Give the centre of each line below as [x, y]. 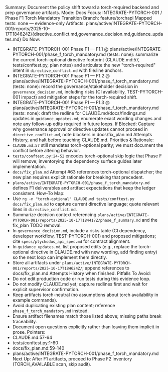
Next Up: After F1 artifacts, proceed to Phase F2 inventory [72, 359]
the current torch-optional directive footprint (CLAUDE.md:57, [76, 60]
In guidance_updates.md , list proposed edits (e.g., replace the [75, 247]
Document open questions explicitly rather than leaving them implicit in [86, 327]
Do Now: [31, 39]
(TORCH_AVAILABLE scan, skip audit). [52, 364]
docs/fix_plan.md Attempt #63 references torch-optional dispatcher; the [87, 172]
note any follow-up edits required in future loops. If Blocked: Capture [83, 124]
